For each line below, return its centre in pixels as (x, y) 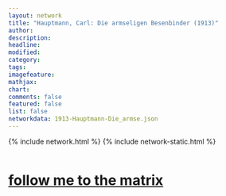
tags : (17, 67)
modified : (25, 52)
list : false (28, 112)
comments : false (35, 97)
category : (25, 60)
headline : (25, 45)
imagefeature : (32, 75)
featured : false (35, 104)
